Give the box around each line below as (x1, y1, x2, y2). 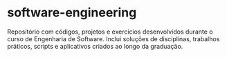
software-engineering (7, 5, 137, 21)
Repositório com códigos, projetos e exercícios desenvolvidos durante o (7, 27, 213, 36)
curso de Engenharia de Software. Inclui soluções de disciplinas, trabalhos (7, 34, 220, 43)
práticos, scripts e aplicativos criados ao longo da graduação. (7, 42, 183, 50)
